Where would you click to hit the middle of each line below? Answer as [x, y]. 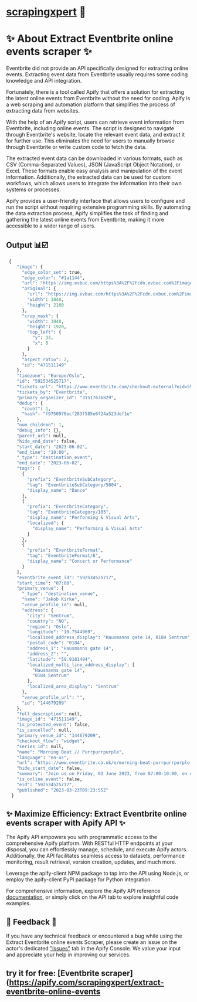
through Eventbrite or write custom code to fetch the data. [76, 147]
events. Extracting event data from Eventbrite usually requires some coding [97, 74]
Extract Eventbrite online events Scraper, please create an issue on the [91, 942]
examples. [18, 904]
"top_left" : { [44, 332]
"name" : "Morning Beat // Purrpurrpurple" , [71, 752]
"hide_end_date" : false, [47, 441]
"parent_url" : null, [42, 436]
